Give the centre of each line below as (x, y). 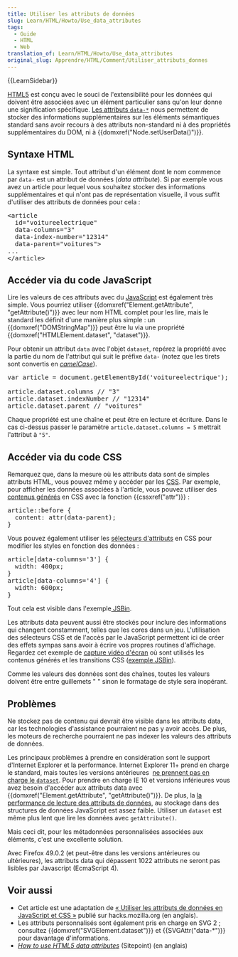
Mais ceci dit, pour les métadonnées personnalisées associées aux (106, 832)
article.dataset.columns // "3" (64, 392)
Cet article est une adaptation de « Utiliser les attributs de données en (120, 907)
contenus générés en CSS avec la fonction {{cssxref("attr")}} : (98, 497)
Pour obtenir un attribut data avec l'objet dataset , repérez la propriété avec (117, 349)
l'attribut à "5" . (29, 435)
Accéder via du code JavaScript (80, 280)
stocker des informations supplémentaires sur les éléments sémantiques (114, 117)
